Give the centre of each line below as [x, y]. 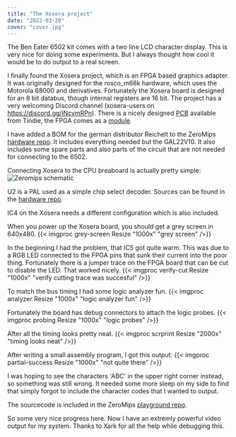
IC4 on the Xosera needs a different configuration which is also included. [114, 213]
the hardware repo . [35, 199]
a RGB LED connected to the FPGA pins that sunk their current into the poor [117, 256]
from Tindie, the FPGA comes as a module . [70, 121]
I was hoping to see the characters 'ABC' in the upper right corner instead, [116, 376]
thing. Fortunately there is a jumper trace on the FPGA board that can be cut [118, 263]
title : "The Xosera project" [50, 14]
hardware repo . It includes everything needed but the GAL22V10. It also [111, 142]
